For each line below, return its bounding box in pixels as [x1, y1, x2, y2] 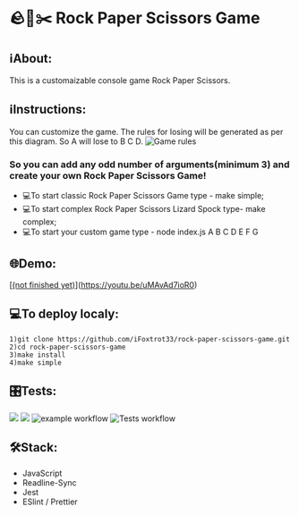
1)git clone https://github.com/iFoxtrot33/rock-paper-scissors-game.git [9, 334, 291, 343]
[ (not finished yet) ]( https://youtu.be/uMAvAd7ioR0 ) [9, 279, 198, 290]
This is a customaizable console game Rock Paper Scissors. [9, 75, 231, 86]
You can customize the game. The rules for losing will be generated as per [9, 126, 284, 137]
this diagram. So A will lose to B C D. [9, 136, 143, 147]
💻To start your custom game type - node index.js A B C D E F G [21, 226, 259, 238]
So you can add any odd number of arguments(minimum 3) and [9, 158, 290, 171]
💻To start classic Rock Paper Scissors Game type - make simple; [21, 190, 264, 201]
